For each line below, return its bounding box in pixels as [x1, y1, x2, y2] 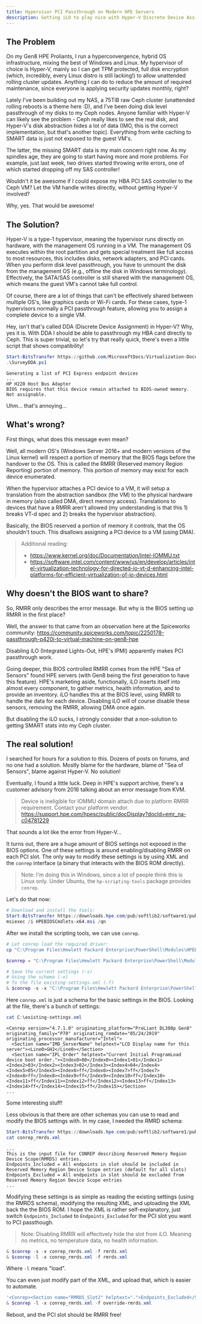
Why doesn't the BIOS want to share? [6, 589, 149, 599]
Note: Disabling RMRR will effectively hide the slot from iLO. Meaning [20, 1230, 192, 1237]
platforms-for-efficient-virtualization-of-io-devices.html [29, 571, 168, 578]
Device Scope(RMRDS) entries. [6, 1156, 82, 1162]
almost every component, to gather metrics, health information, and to [6, 684, 180, 691]
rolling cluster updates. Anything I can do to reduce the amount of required [6, 78, 192, 86]
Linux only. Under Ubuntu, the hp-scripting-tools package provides [20, 878, 191, 885]
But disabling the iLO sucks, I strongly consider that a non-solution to [6, 715, 177, 723]
